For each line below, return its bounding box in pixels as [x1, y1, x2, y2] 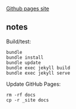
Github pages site [6, 5, 49, 12]
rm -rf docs [6, 92, 36, 98]
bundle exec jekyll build [6, 65, 70, 70]
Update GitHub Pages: [6, 80, 61, 88]
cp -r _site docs [6, 97, 49, 103]
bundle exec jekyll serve [6, 70, 70, 76]
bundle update [6, 59, 42, 66]
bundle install [6, 54, 44, 60]
